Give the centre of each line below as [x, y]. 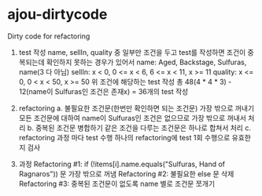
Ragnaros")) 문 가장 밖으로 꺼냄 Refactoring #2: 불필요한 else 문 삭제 [126, 173]
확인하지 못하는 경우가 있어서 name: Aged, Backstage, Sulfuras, [146, 62]
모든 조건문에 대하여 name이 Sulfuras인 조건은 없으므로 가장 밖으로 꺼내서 [133, 118]
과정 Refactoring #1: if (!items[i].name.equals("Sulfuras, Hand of [122, 164]
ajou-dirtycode [57, 15]
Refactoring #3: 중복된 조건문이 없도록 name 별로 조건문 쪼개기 [117, 183]
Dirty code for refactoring [49, 36]
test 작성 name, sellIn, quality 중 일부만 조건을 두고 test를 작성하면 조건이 [132, 52]
